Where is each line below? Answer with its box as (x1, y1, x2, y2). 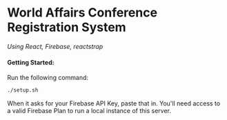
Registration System (7, 19, 126, 35)
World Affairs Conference (7, 5, 157, 21)
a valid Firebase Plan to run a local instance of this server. (7, 107, 171, 115)
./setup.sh (7, 87, 39, 94)
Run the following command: (7, 74, 88, 82)
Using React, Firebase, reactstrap (7, 42, 103, 50)
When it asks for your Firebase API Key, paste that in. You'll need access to (7, 99, 221, 108)
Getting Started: (7, 58, 55, 66)
